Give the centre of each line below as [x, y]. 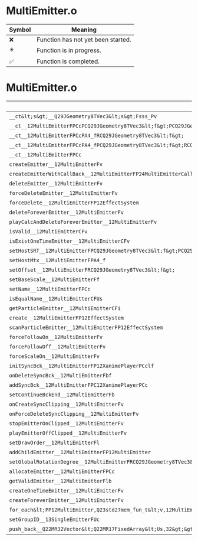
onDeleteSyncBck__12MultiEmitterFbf [60, 375]
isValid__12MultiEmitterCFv [48, 231]
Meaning [84, 30]
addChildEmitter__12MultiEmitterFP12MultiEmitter [80, 452]
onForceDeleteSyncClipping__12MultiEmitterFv [74, 414]
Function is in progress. [69, 50]
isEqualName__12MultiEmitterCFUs [56, 299]
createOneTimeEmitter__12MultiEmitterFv [66, 491]
